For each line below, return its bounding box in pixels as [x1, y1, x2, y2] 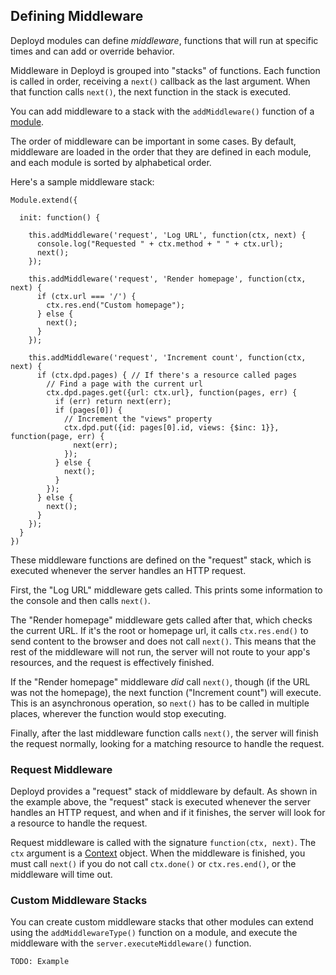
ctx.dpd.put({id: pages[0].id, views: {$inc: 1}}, [63, 422, 280, 433]
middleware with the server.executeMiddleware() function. [10, 937, 252, 949]
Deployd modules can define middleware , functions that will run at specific [10, 34, 319, 46]
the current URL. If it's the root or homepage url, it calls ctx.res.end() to [10, 624, 309, 636]
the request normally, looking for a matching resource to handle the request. [10, 737, 325, 749]
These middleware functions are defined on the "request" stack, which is [10, 554, 312, 566]
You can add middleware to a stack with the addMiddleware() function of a [10, 105, 315, 117]
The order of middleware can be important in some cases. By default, [10, 135, 297, 147]
